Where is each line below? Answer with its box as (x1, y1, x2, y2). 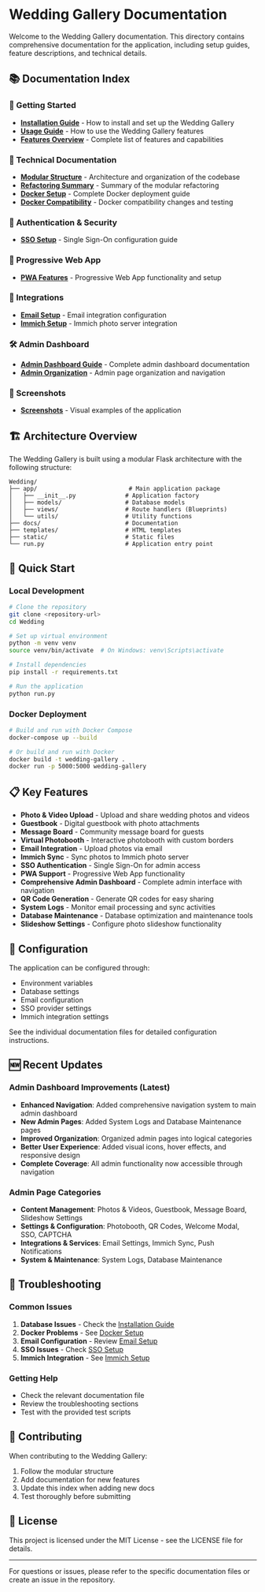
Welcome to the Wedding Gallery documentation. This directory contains (9, 32, 245, 41)
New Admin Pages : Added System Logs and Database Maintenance (20, 1116, 242, 1126)
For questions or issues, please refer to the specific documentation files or (9, 1566, 251, 1575)
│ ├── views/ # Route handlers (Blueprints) (9, 506, 227, 514)
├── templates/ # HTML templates (9, 526, 182, 534)
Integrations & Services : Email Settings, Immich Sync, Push (20, 1238, 215, 1247)
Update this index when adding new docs (20, 1483, 156, 1493)
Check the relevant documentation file (20, 1390, 145, 1400)
